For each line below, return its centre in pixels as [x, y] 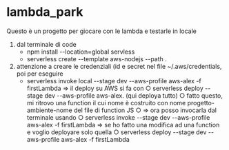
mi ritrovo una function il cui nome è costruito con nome [106, 103]
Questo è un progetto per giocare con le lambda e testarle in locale [102, 31]
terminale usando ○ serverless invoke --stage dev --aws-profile [118, 117]
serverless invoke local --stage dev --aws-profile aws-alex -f [114, 81]
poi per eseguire [40, 74]
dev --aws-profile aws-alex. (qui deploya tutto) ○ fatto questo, [134, 95]
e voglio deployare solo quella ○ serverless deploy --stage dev [117, 132]
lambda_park [45, 12]
